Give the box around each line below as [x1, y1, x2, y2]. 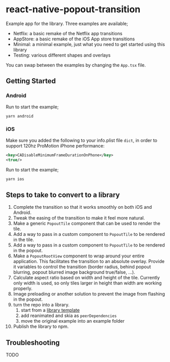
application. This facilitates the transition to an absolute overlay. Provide [13, 258, 165, 264]
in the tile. [13, 236, 34, 243]
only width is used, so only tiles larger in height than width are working [13, 280, 162, 286]
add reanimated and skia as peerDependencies [20, 312, 117, 319]
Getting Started [6, 77, 56, 85]
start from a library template [20, 307, 80, 313]
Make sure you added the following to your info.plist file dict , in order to [6, 137, 158, 143]
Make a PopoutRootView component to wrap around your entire [13, 253, 144, 259]
